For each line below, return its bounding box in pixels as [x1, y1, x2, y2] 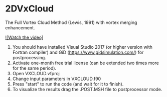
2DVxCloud [5, 3, 54, 14]
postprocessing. [12, 54, 46, 60]
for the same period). [12, 65, 57, 71]
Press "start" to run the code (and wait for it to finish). [12, 81, 124, 87]
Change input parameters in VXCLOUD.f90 [12, 76, 101, 82]
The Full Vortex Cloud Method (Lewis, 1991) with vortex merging [5, 19, 137, 25]
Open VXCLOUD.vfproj [12, 70, 60, 76]
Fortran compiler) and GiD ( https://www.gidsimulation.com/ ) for [12, 49, 144, 55]
